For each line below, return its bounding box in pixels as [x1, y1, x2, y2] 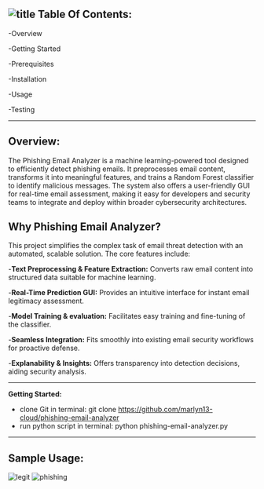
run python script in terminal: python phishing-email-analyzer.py [19, 421, 229, 431]
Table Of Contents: [38, 8, 132, 21]
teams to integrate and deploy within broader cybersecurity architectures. [8, 197, 247, 206]
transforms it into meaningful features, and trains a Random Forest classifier [8, 172, 255, 181]
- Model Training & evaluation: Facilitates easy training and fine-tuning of [8, 312, 246, 321]
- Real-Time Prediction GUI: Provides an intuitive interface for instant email [8, 288, 250, 297]
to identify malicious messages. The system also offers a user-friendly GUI [8, 181, 250, 190]
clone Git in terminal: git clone [19, 405, 116, 414]
